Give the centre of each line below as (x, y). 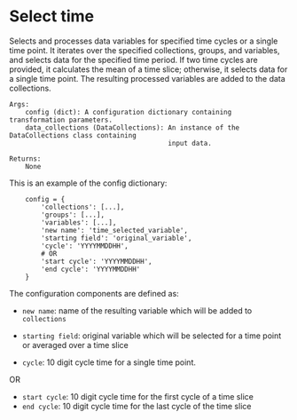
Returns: (25, 158)
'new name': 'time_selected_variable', (115, 230)
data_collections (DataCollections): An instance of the (133, 127)
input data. (190, 143)
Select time (52, 16)
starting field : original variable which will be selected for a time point (152, 336)
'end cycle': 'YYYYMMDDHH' (91, 269)
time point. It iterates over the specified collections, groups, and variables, (145, 50)
